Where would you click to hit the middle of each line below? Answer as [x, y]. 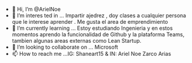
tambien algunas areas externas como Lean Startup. [76, 41]
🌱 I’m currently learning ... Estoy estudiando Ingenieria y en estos [92, 28]
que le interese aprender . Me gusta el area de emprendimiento [90, 22]
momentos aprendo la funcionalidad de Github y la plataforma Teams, [98, 34]
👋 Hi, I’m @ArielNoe [36, 9]
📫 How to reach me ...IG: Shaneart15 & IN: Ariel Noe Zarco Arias [91, 54]
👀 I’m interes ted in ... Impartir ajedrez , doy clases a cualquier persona [99, 15]
